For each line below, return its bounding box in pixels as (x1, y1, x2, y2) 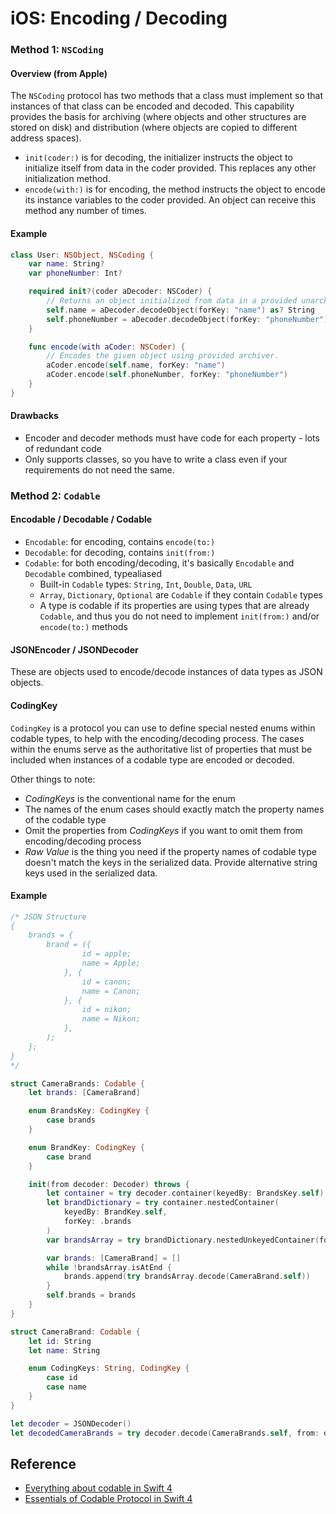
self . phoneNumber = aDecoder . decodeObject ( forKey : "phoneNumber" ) (46, 314, 329, 324)
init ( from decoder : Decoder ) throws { (28, 1179, 190, 1189)
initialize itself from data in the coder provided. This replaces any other (24, 162, 317, 174)
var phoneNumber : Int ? (28, 268, 123, 279)
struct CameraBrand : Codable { (10, 1327, 141, 1337)
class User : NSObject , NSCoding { (10, 250, 155, 260)
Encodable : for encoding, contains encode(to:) (24, 536, 216, 548)
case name (46, 1382, 87, 1392)
